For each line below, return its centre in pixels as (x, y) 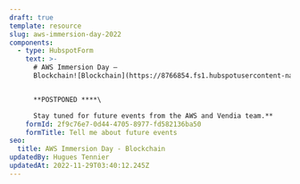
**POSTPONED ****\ (67, 99)
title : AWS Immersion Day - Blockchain (92, 149)
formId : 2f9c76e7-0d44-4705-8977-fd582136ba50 (113, 124)
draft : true (31, 17)
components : (31, 42)
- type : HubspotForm (55, 51)
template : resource (46, 26)
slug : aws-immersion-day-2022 (66, 34)
